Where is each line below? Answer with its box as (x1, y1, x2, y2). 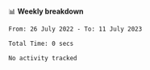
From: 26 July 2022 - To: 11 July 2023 (8, 25, 143, 33)
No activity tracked (8, 54, 78, 62)
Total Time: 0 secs (8, 39, 74, 47)
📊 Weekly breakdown (8, 6, 84, 16)
